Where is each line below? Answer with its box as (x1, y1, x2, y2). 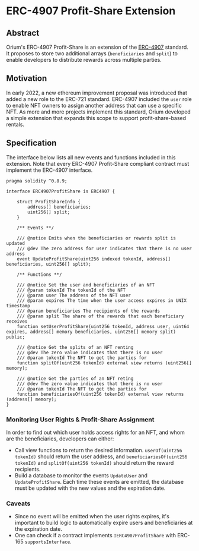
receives (6, 318, 28, 325)
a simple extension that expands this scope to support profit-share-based (6, 114, 187, 121)
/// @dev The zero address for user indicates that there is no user (17, 245, 192, 251)
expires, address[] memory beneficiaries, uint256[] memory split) (6, 329, 176, 335)
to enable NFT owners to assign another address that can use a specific (6, 102, 182, 109)
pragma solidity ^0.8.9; (6, 178, 68, 184)
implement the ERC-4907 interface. (6, 166, 93, 174)
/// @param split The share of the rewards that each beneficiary (17, 313, 184, 319)
